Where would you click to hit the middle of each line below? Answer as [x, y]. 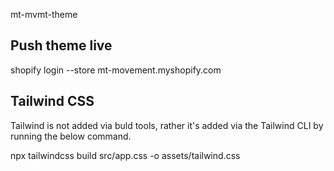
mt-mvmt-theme [44, 14]
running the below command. [71, 136]
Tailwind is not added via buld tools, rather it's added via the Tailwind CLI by [167, 125]
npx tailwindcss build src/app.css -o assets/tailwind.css [125, 155]
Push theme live [61, 45]
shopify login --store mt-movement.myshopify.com [116, 70]
